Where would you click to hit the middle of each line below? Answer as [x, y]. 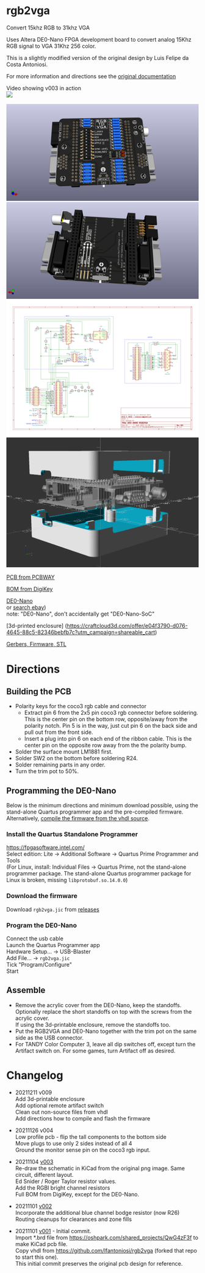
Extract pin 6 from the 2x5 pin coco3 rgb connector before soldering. [111, 713]
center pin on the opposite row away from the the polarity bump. [106, 746]
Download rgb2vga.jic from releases [53, 909]
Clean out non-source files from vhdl [61, 1112]
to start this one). [37, 1257]
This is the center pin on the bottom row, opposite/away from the [106, 719]
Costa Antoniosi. [27, 64]
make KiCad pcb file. [41, 1244]
